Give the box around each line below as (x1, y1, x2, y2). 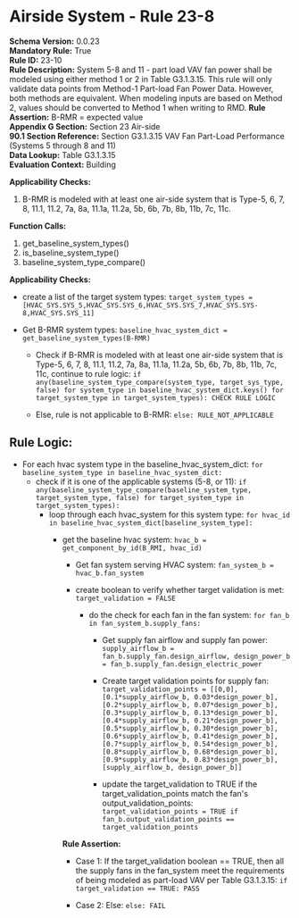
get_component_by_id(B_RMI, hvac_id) (62, 543, 203, 553)
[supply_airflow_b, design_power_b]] (102, 763, 243, 772)
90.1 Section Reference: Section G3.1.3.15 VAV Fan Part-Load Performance (9, 130, 286, 141)
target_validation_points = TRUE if (102, 806, 238, 816)
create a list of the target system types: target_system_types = (21, 291, 253, 302)
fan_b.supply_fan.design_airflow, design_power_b (102, 652, 291, 661)
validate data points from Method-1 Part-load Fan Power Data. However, (9, 83, 274, 94)
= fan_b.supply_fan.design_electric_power (102, 659, 262, 669)
